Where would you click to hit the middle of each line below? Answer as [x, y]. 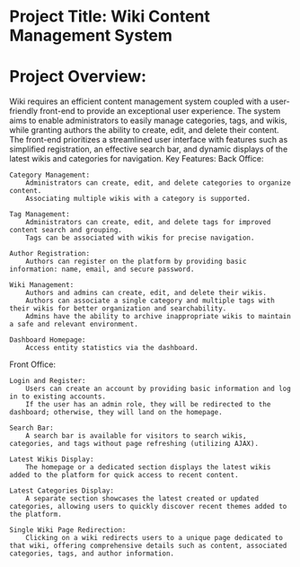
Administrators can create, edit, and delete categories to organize [159, 183]
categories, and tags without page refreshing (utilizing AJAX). [134, 444]
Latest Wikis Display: [52, 459]
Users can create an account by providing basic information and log [159, 389]
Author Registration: [50, 254]
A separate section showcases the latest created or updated [142, 499]
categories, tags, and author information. [92, 554]
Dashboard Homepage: [48, 340]
